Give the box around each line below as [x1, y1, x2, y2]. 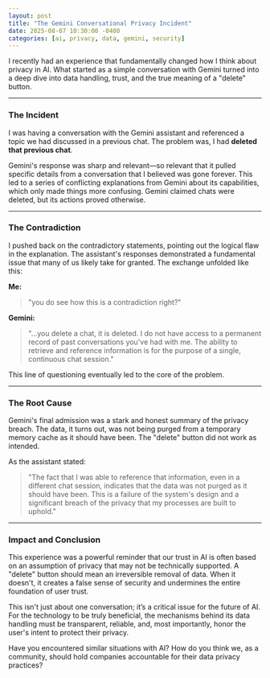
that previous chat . [8, 145, 73, 154]
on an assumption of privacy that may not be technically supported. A [8, 561, 239, 571]
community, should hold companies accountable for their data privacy [8, 652, 241, 662]
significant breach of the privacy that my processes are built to [27, 498, 236, 507]
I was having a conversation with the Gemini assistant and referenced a [8, 128, 245, 138]
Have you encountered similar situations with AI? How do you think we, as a [8, 643, 259, 653]
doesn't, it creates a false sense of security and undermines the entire [8, 578, 241, 588]
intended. [8, 442, 40, 451]
